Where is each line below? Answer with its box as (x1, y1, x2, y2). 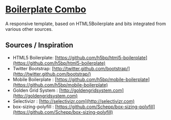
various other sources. (5, 26, 53, 32)
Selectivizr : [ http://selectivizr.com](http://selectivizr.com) (12, 98, 135, 104)
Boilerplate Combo (5, 4, 87, 15)
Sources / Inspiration (5, 41, 73, 50)
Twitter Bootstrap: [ (12, 65, 54, 71)
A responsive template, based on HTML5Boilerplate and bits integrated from (5, 21, 166, 27)
